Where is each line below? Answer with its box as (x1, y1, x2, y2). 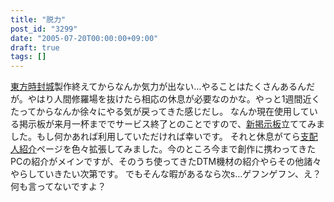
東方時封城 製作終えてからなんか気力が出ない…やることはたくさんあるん (10, 81, 307, 93)
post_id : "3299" (10, 24, 78, 34)
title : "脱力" (10, 14, 67, 25)
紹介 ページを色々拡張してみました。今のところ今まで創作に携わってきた (18, 143, 317, 155)
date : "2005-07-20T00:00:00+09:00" (10, 33, 159, 43)
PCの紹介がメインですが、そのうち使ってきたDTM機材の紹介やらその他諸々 (10, 156, 322, 168)
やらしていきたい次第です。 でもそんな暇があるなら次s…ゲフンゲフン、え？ (10, 168, 322, 180)
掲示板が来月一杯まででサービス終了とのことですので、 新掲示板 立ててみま (18, 118, 325, 130)
